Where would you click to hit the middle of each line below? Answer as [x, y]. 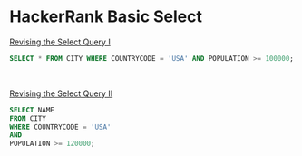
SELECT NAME [32, 110]
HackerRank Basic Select [106, 17]
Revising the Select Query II [61, 93]
